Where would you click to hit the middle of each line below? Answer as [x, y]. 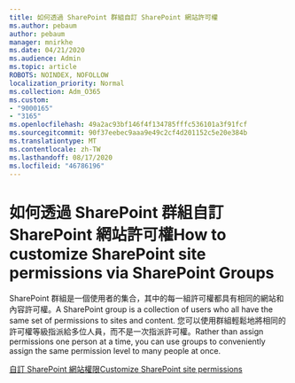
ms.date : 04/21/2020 [47, 51]
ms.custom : [29, 100]
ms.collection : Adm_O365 [55, 91]
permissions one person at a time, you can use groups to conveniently [137, 341]
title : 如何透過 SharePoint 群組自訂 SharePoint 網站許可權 [114, 17]
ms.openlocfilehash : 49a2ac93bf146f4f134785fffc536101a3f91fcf [128, 125]
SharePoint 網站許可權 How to [118, 234]
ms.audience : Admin [45, 59]
